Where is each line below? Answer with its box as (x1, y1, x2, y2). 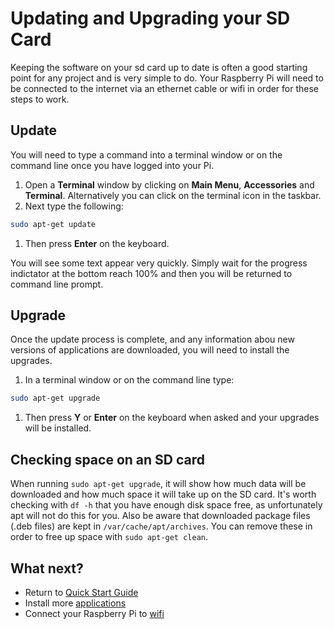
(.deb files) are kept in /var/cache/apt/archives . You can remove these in (10, 520, 313, 532)
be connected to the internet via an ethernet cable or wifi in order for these (10, 82, 320, 94)
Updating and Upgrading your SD (10, 7, 291, 30)
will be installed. (24, 422, 92, 434)
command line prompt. (10, 278, 104, 290)
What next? (10, 560, 84, 577)
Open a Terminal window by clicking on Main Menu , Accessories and (24, 178, 315, 191)
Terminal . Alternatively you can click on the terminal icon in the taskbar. (24, 189, 322, 201)
